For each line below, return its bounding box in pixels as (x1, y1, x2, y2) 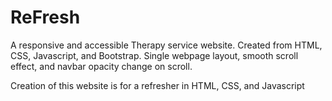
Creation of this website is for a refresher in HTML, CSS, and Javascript (10, 79, 305, 91)
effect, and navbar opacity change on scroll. (10, 60, 193, 72)
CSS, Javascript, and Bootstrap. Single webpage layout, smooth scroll (10, 49, 299, 61)
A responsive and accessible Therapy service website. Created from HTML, (10, 39, 323, 51)
